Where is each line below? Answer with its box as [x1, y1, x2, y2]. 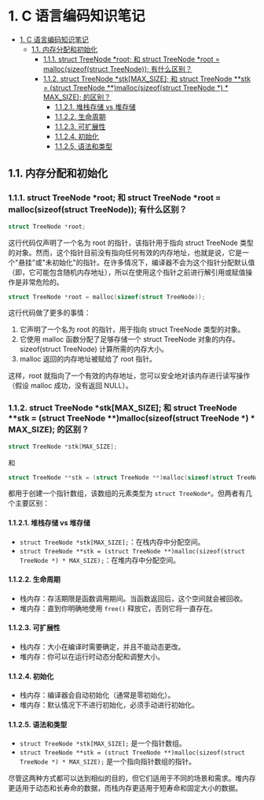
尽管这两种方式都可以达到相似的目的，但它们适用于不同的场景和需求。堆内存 [8, 773, 256, 783]
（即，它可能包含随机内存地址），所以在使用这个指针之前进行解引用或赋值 [8, 267, 246, 276]
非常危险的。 [21, 277, 64, 287]
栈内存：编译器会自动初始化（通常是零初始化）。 [19, 691, 175, 700]
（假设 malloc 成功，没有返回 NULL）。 [8, 381, 133, 391]
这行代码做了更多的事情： [8, 308, 91, 317]
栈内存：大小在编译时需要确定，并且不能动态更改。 [19, 643, 185, 652]
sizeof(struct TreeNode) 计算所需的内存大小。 [19, 344, 169, 354]
